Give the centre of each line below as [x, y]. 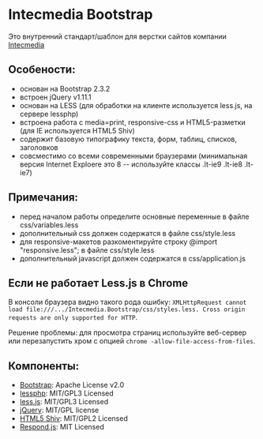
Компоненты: [44, 366]
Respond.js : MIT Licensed [62, 427]
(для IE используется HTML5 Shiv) [77, 130]
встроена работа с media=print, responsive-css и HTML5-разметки [133, 122]
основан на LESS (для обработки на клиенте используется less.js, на [136, 105]
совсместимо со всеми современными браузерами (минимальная [133, 156]
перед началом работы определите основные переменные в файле [134, 216]
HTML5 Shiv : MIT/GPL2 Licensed [73, 418]
